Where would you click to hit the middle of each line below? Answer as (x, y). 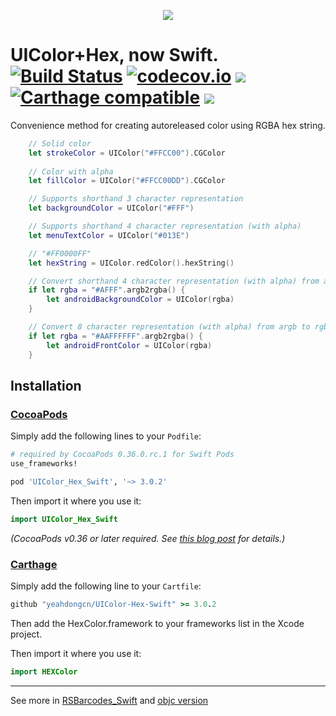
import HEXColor (44, 671)
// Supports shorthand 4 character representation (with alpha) (165, 226)
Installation (46, 385)
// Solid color (60, 143)
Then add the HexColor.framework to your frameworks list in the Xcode (157, 623)
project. (26, 634)
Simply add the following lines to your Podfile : (106, 436)
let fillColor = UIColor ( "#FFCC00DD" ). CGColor (127, 181)
